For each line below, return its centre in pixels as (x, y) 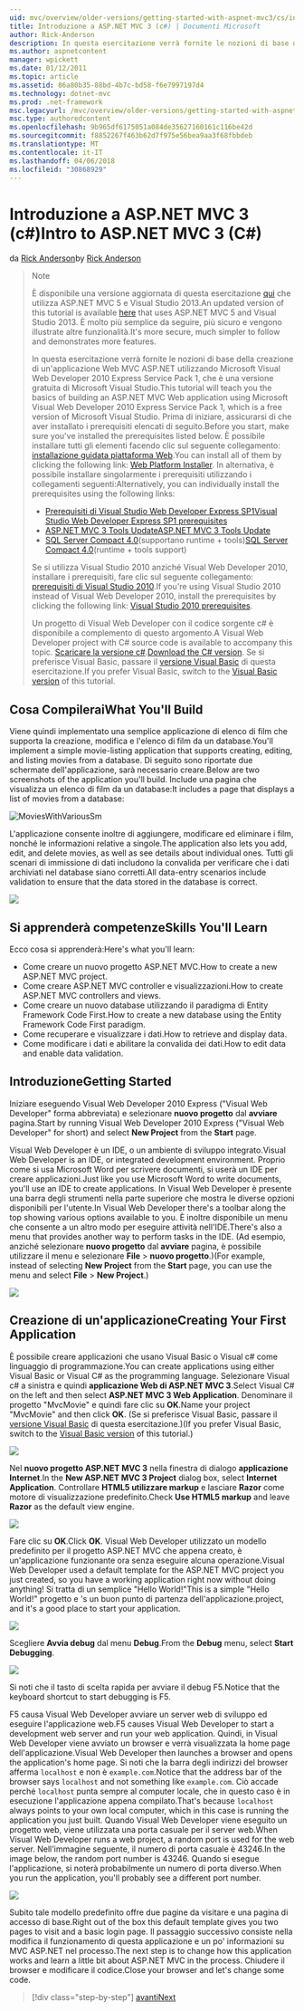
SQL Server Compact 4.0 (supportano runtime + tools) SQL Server (166, 541)
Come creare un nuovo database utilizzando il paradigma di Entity (145, 1005)
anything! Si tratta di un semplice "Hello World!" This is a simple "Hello (139, 1589)
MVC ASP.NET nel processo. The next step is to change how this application (151, 1950)
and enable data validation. (73, 1053)
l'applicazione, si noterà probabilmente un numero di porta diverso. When (146, 1868)
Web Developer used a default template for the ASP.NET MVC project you (147, 1570)
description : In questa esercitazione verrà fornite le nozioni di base (149, 43)
